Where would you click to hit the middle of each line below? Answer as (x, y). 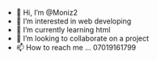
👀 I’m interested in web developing (74, 21)
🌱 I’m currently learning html (63, 30)
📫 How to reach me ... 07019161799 (76, 47)
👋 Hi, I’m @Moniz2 (47, 13)
